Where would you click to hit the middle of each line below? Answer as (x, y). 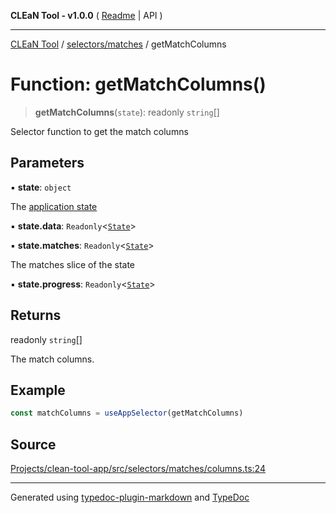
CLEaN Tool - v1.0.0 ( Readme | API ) (86, 15)
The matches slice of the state (72, 264)
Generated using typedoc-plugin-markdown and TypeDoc (130, 497)
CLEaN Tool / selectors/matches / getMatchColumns (118, 44)
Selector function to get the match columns (99, 131)
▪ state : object (41, 187)
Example (38, 390)
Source (33, 444)
